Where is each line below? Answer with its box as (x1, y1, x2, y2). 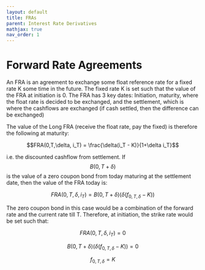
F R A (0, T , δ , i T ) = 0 (79, 229, 127, 238)
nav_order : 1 (6, 32, 40, 38)
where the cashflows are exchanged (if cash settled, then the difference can (6, 105, 199, 112)
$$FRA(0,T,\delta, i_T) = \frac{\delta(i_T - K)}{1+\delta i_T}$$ (26, 142, 179, 149)
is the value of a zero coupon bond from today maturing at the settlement (6, 172, 192, 180)
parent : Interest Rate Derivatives (6, 20, 97, 26)
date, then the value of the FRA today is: (6, 179, 108, 187)
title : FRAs (6, 15, 37, 21)
